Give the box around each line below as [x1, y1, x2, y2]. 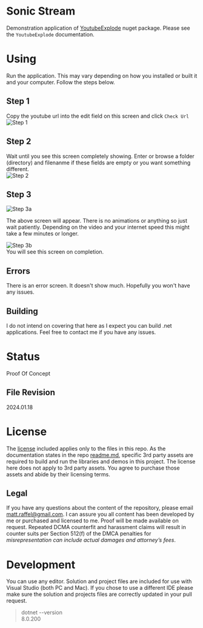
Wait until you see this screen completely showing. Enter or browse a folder [6, 152, 195, 160]
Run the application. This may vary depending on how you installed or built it [6, 72, 198, 79]
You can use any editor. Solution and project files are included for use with [6, 578, 192, 585]
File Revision [6, 387, 56, 398]
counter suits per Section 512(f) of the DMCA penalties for [6, 530, 151, 538]
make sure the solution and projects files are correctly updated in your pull [6, 590, 192, 598]
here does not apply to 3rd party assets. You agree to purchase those [6, 464, 180, 471]
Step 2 [6, 137, 32, 147]
